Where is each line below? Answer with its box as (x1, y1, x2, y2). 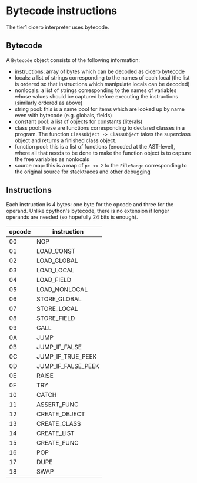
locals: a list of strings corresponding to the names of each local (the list (14, 74, 190, 81)
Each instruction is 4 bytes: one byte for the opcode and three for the (6, 201, 174, 208)
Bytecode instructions (6, 4, 118, 18)
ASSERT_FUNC (36, 400, 79, 408)
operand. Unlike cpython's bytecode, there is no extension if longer (6, 207, 169, 214)
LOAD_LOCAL (36, 266, 75, 274)
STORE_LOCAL (36, 304, 78, 313)
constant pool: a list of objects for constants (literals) (14, 118, 143, 125)
